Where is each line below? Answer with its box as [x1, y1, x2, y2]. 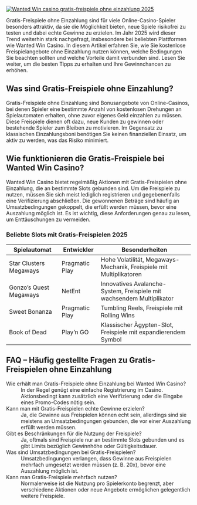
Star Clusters [9, 259, 45, 267]
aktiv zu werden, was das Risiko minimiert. [6, 137, 109, 144]
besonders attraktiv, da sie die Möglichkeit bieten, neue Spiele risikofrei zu [6, 23, 186, 30]
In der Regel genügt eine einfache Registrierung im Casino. [21, 386, 163, 393]
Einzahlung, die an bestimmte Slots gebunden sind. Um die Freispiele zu [6, 185, 181, 192]
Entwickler [63, 245, 94, 253]
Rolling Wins [100, 311, 135, 319]
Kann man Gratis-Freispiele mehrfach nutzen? [6, 473, 117, 480]
